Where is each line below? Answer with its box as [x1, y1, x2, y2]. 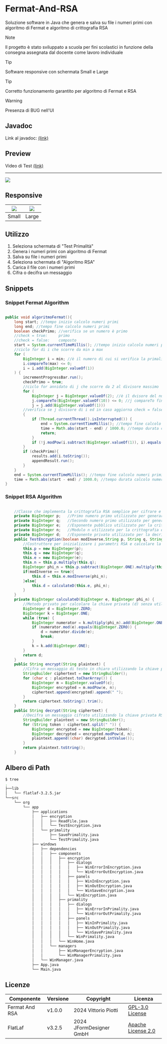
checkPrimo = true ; [23, 380, 64, 385]
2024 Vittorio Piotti [74, 1007, 118, 1014]
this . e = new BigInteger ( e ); [23, 555, 83, 561]
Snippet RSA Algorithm [5, 493, 62, 500]
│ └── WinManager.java [31, 957, 83, 962]
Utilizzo [5, 230, 29, 238]
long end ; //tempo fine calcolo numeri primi [14, 324, 110, 329]
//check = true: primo [14, 333, 70, 338]
